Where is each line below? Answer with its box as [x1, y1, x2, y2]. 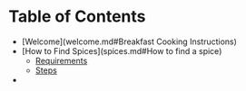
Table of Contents [8, 6, 146, 27]
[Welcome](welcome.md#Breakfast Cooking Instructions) [21, 36, 238, 47]
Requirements [34, 55, 88, 66]
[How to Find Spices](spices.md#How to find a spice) [21, 45, 222, 56]
